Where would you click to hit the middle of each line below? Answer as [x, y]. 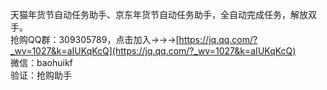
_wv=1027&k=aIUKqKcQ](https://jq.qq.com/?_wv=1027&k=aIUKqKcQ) [153, 51]
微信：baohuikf [41, 62]
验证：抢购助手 [41, 75]
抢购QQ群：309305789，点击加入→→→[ [95, 39]
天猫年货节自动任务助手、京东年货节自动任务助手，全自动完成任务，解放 [159, 14]
